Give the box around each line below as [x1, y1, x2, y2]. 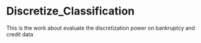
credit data [6, 30, 33, 38]
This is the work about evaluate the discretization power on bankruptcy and [6, 24, 196, 31]
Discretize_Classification [6, 4, 135, 18]
